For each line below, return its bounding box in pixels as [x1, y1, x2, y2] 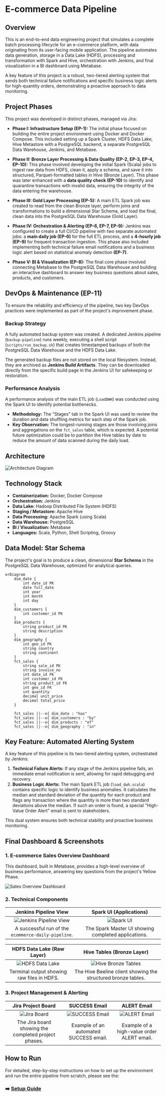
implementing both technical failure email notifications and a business [12, 244, 155, 250]
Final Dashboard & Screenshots [5, 837, 104, 845]
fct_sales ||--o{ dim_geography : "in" [14, 724, 96, 729]
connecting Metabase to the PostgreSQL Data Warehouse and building [12, 264, 157, 270]
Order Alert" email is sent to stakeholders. [25, 808, 110, 814]
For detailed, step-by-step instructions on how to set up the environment [5, 1067, 153, 1073]
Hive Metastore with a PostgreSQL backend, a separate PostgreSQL [12, 141, 151, 147]
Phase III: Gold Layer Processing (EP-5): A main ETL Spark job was [12, 197, 151, 203]
